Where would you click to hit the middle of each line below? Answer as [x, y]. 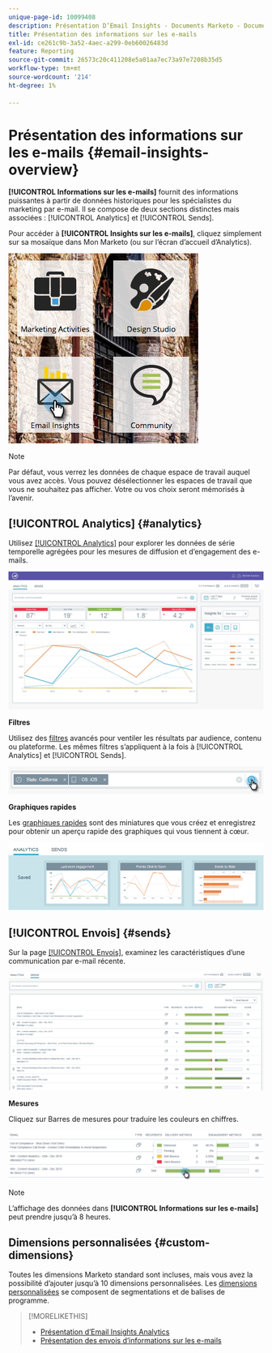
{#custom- [182, 1242]
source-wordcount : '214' [50, 77]
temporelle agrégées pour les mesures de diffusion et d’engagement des [130, 552]
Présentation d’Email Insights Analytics [105, 1332]
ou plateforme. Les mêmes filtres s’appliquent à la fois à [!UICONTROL [125, 747]
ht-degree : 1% [32, 85]
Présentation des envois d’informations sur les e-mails [131, 1341]
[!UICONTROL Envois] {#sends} [90, 933]
